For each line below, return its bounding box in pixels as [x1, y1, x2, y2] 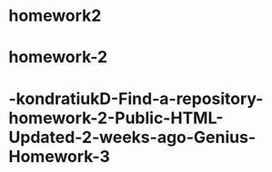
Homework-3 [8, 146, 111, 167]
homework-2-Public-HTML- [8, 108, 224, 128]
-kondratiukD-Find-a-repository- [8, 88, 264, 109]
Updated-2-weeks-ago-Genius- [8, 127, 257, 148]
